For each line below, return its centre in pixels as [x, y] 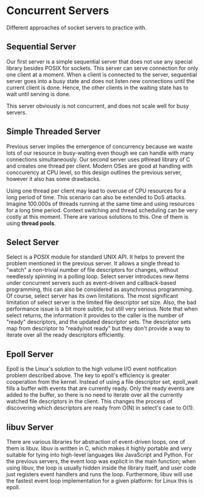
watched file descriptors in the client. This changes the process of [89, 402]
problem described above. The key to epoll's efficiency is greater [88, 375]
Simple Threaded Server [54, 132]
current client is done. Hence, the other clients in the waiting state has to [97, 87]
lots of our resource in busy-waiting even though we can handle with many [100, 153]
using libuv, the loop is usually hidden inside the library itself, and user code [101, 468]
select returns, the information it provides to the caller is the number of [95, 315]
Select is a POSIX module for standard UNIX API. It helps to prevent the [95, 257]
